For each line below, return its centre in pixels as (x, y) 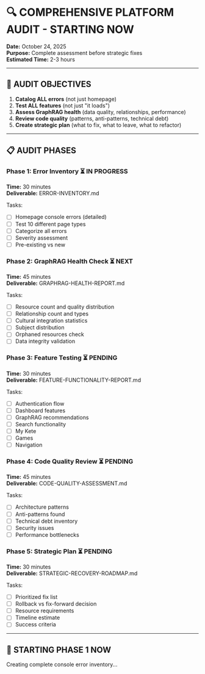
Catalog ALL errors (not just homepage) (66, 99)
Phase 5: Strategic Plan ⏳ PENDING (59, 551)
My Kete (26, 431)
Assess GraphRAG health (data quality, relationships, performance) (100, 112)
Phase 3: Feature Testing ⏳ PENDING (62, 358)
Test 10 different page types (50, 224)
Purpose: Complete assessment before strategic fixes (74, 52)
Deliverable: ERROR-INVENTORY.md (53, 193)
